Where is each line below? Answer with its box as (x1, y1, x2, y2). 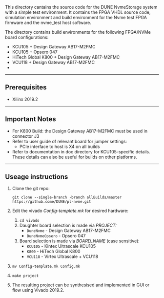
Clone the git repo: (12, 186, 50, 192)
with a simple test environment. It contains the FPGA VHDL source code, (5, 9, 151, 15)
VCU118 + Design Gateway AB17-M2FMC (12, 60, 95, 65)
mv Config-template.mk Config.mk (12, 264, 81, 269)
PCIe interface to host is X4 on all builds (19, 144, 100, 149)
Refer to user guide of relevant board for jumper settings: (12, 138, 127, 144)
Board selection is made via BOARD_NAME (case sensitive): (19, 238, 140, 244)
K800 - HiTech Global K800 (26, 249, 81, 255)
